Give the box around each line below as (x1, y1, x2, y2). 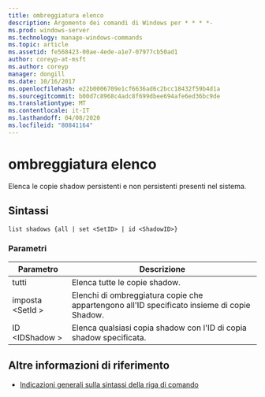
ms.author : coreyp (8, 63, 69, 71)
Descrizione (139, 263, 186, 274)
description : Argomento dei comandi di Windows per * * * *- (8, 19, 214, 27)
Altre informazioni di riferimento (8, 359, 170, 373)
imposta (12, 295, 43, 306)
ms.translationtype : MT (8, 99, 87, 107)
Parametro (18, 263, 58, 274)
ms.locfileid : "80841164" (8, 121, 93, 129)
